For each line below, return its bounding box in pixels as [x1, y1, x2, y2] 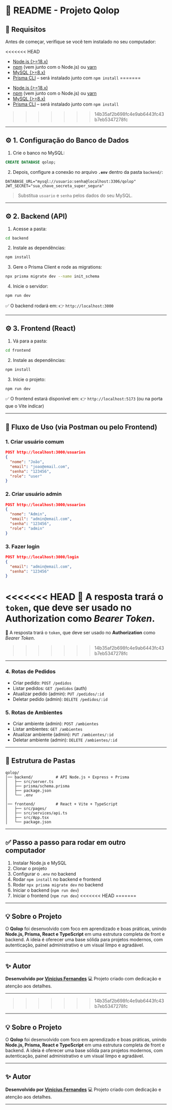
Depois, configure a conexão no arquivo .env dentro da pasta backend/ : [12, 169, 163, 175]
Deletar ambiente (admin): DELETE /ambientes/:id [12, 737, 118, 743]
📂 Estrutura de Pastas [5, 756, 76, 765]
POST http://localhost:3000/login [5, 554, 79, 559]
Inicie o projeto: [12, 376, 46, 382]
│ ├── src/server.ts [5, 779, 54, 784]
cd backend [5, 235, 29, 240]
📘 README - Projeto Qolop [5, 5, 120, 16]
